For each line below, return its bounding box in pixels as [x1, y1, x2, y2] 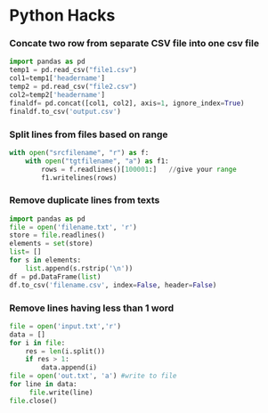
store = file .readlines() [9, 231, 105, 240]
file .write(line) [28, 388, 93, 397]
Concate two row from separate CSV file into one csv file [9, 37, 260, 50]
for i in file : [9, 338, 66, 347]
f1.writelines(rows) [41, 173, 118, 182]
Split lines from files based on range [9, 128, 168, 141]
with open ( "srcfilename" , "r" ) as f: [9, 148, 150, 157]
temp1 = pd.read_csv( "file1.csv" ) [9, 66, 138, 75]
